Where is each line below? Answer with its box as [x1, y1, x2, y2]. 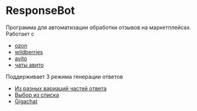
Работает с [5, 30, 35, 37]
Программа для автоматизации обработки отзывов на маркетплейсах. [5, 24, 192, 31]
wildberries [14, 48, 43, 55]
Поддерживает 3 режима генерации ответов [5, 73, 123, 80]
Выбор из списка [14, 91, 59, 98]
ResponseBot [5, 4, 75, 18]
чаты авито [14, 61, 44, 69]
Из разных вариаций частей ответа [14, 84, 107, 92]
